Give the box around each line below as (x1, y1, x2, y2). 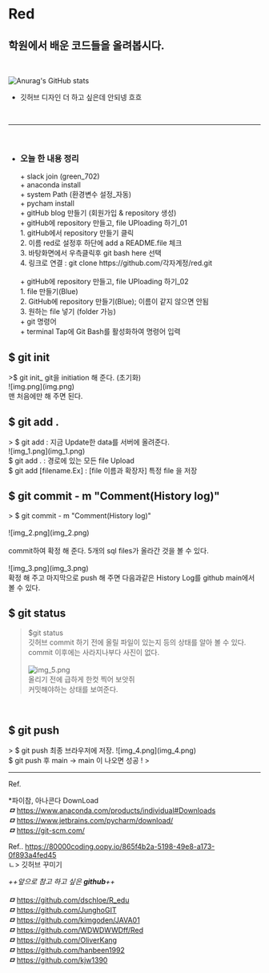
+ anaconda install (19, 180, 82, 190)
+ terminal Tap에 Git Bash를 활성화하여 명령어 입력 (19, 327, 182, 336)
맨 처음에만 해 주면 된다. (8, 392, 83, 401)
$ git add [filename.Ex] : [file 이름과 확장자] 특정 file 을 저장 (8, 465, 198, 475)
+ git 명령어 (19, 317, 58, 327)
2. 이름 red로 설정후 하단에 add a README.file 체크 (19, 238, 183, 248)
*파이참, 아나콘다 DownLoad (8, 796, 98, 806)
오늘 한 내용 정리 (19, 153, 79, 164)
